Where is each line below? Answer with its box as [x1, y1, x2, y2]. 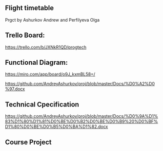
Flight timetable [5, 4, 54, 12]
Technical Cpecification [5, 100, 80, 108]
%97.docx [5, 86, 25, 92]
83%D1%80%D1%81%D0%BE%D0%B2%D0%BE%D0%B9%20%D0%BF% [5, 119, 158, 125]
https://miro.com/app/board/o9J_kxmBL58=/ [5, 71, 96, 77]
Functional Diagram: [5, 58, 68, 67]
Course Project [5, 138, 52, 146]
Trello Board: [5, 31, 45, 40]
